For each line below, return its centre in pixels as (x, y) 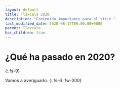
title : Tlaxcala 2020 (27, 14)
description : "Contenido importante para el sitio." (60, 19)
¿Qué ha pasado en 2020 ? (60, 57)
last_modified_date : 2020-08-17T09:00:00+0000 (54, 23)
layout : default (22, 10)
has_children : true (25, 33)
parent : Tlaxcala (23, 28)
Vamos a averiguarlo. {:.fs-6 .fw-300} (43, 80)
